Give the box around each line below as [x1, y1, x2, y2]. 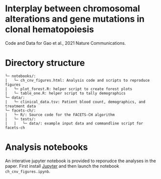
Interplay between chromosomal [5, 3, 140, 14]
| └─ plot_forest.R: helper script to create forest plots [5, 87, 133, 91]
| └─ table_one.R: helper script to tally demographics [5, 90, 126, 96]
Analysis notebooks [5, 142, 88, 153]
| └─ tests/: [5, 117, 36, 121]
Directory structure [5, 58, 85, 69]
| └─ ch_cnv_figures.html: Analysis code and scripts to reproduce [5, 78, 150, 83]
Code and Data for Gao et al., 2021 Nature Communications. [5, 40, 126, 46]
